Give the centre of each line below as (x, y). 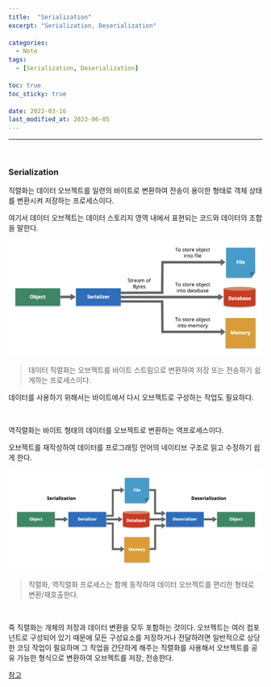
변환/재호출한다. (53, 595)
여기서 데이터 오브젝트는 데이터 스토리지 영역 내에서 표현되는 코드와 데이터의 (128, 218)
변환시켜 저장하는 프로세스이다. (65, 201)
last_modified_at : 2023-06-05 (59, 120)
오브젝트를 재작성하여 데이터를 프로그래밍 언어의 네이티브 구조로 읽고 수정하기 (130, 447)
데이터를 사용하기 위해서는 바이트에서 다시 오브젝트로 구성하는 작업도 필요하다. (131, 397)
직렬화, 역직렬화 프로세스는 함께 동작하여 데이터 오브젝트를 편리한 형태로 (141, 585)
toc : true (25, 85)
